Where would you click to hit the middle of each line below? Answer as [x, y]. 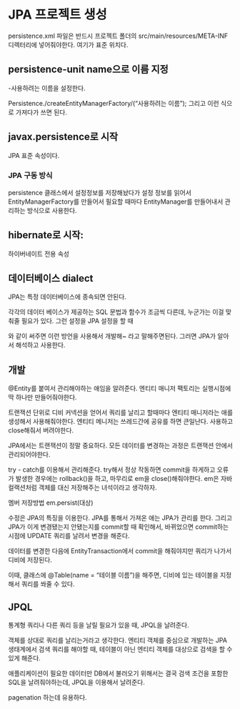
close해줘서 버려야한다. [41, 430]
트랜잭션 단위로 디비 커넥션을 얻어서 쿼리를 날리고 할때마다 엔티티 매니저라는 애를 [121, 412]
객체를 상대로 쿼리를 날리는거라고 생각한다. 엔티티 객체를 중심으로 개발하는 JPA [118, 640]
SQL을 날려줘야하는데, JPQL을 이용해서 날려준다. [76, 683]
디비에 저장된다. [30, 560]
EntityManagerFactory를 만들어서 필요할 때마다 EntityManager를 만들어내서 [116, 202]
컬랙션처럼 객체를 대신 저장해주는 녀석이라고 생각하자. [82, 487]
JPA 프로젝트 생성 [57, 15]
